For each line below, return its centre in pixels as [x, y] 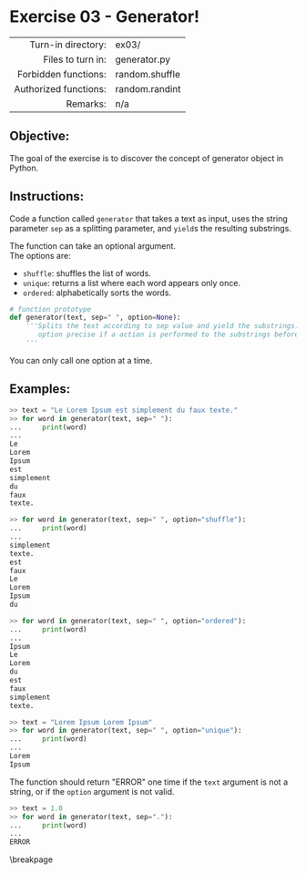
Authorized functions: [60, 88]
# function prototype [51, 309]
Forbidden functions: [61, 74]
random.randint [148, 88]
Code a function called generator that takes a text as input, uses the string [149, 218]
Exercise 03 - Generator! [105, 17]
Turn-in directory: [68, 45]
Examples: [40, 389]
